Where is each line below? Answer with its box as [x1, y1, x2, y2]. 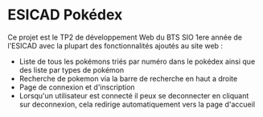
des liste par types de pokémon [18, 65, 125, 74]
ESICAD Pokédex [7, 6, 123, 24]
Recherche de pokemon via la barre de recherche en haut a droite [18, 73, 238, 83]
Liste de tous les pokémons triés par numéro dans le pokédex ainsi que [18, 56, 256, 66]
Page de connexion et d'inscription [18, 82, 135, 92]
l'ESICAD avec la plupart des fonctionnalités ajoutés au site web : [7, 40, 223, 50]
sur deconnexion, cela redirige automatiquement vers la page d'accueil [18, 99, 255, 109]
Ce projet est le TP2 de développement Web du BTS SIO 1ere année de [7, 32, 243, 42]
